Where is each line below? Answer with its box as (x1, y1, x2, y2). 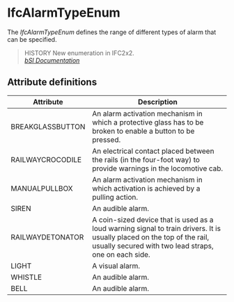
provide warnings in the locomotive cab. (92, 164, 224, 173)
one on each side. (92, 249, 151, 259)
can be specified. (7, 35, 57, 43)
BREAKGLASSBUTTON (10, 122, 86, 132)
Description (138, 97, 178, 106)
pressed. (92, 134, 121, 144)
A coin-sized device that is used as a (92, 214, 214, 224)
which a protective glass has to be (92, 117, 204, 127)
